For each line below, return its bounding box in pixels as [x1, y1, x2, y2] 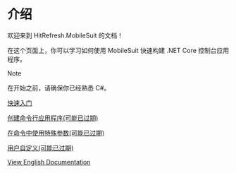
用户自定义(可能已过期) [7, 143, 74, 152]
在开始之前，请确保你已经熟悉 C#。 [7, 83, 111, 92]
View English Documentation [7, 157, 91, 166]
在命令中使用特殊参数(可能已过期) [7, 129, 105, 137]
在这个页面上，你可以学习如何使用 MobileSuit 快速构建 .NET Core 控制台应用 [7, 46, 230, 54]
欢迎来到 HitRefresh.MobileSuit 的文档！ [7, 31, 124, 40]
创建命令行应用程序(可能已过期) [7, 114, 99, 122]
